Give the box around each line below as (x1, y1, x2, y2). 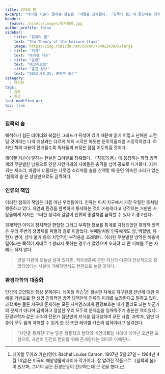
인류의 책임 (5, 187, 30, 194)
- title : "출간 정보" (9, 67, 50, 72)
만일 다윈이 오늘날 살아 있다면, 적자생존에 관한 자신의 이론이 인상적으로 (17, 257, 152, 263)
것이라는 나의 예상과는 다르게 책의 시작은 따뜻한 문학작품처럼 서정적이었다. (10, 139, 152, 144)
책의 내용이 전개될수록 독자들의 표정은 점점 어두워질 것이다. (14, 144, 127, 150)
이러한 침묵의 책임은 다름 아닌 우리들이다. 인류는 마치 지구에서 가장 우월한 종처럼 (5, 199, 159, 205)
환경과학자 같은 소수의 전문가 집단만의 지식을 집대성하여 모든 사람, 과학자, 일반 (5, 313, 155, 319)
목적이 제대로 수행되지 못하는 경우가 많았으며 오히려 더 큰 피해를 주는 (22, 240, 153, 246)
